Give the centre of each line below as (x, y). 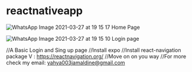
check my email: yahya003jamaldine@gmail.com (66, 63)
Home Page (126, 27)
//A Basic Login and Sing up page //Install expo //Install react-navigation (94, 50)
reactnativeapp (44, 11)
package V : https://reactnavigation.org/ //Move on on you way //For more (96, 56)
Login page (126, 38)
